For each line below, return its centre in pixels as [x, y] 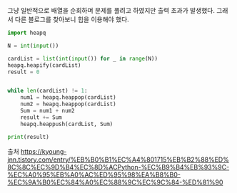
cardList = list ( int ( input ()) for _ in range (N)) [83, 58]
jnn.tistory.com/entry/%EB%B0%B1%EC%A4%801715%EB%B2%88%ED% [118, 160]
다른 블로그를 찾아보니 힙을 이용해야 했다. [72, 19]
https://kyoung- [44, 151]
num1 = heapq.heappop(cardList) [68, 98]
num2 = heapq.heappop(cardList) [68, 104]
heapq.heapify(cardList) [44, 65]
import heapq [27, 33]
